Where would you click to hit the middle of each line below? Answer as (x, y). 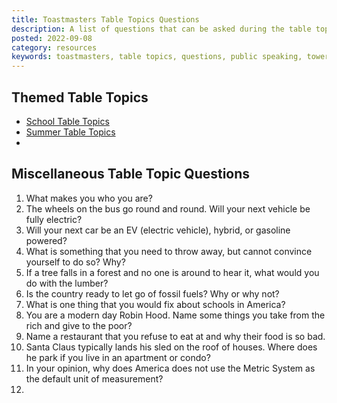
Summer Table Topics (70, 132)
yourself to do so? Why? (75, 262)
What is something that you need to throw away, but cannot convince (169, 251)
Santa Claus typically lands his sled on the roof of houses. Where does (171, 347)
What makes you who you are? (89, 198)
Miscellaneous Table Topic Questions (131, 174)
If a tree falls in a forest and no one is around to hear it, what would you (172, 272)
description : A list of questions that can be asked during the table (161, 29)
